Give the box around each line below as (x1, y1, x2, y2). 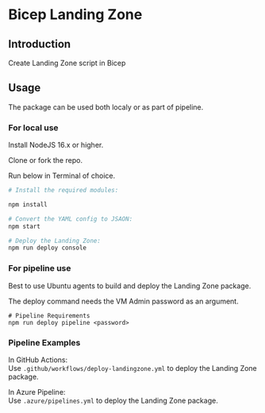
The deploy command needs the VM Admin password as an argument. (8, 296, 240, 306)
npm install (8, 200, 48, 208)
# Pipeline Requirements (8, 311, 90, 319)
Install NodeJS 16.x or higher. (8, 141, 104, 150)
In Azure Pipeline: (8, 387, 66, 396)
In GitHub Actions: (8, 355, 68, 365)
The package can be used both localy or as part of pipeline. (8, 102, 204, 112)
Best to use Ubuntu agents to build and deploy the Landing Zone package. (8, 280, 252, 291)
